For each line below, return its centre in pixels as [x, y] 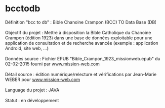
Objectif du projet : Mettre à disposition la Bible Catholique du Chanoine [78, 32]
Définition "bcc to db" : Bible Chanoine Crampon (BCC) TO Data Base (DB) [81, 22]
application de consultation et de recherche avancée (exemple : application [82, 43]
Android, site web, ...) [27, 48]
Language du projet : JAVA [32, 90]
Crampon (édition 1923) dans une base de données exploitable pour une [79, 38]
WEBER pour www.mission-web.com [43, 80]
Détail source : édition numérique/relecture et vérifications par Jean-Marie [81, 74]
